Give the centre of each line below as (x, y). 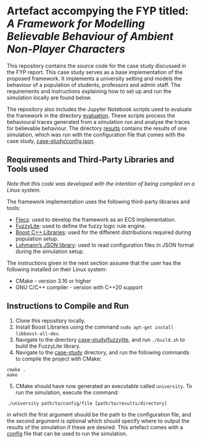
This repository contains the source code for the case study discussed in (97, 66)
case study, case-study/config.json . (51, 141)
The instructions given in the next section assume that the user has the (94, 263)
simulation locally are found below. (49, 98)
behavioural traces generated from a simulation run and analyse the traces (98, 122)
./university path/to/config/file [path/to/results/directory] (87, 403)
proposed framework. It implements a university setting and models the (95, 78)
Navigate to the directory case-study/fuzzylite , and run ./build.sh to (100, 339)
